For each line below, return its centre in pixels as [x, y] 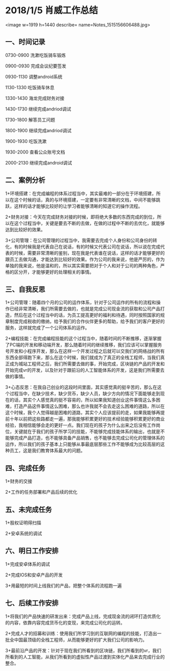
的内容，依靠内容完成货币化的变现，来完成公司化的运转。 [65, 622]
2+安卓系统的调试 [24, 533]
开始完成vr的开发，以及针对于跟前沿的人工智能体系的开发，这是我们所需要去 [85, 370]
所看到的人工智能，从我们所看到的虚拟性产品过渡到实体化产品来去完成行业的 [85, 657]
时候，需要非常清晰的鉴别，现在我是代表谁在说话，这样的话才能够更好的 [89, 253]
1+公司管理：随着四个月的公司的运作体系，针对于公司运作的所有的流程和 [81, 302]
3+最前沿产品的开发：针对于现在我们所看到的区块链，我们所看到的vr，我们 [83, 650]
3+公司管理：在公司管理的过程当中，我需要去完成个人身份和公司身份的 [79, 240]
